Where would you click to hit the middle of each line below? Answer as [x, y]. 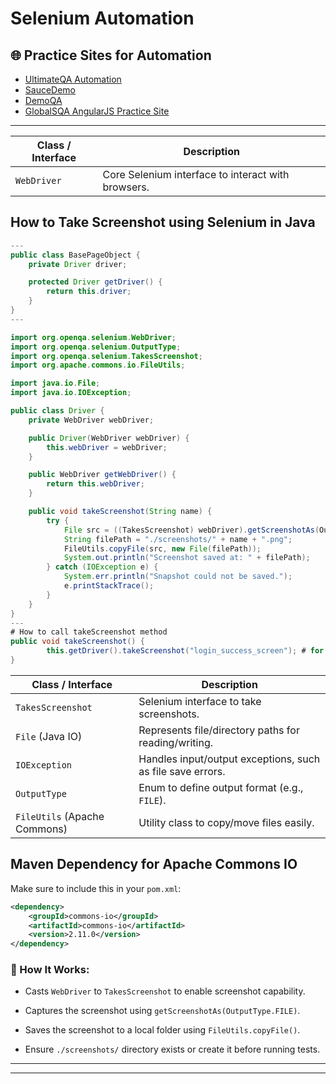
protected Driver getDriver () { [95, 282]
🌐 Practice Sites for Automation [111, 55]
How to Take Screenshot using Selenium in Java [163, 222]
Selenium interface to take [200, 701]
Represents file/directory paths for [219, 730]
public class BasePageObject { [75, 255]
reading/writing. [175, 742]
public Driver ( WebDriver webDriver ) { [109, 438]
